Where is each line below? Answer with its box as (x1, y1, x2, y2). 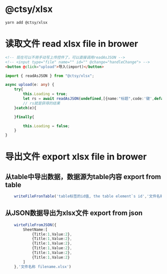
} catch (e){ (14, 105, 37, 110)
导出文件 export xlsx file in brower (5, 151, 147, 163)
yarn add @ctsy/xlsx (5, 20, 48, 25)
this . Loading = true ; (23, 91, 68, 97)
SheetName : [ (23, 227, 48, 232)
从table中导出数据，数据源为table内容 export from (5, 172, 162, 181)
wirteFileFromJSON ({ (14, 222, 57, 228)
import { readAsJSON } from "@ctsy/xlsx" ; (5, 73, 94, 78)
